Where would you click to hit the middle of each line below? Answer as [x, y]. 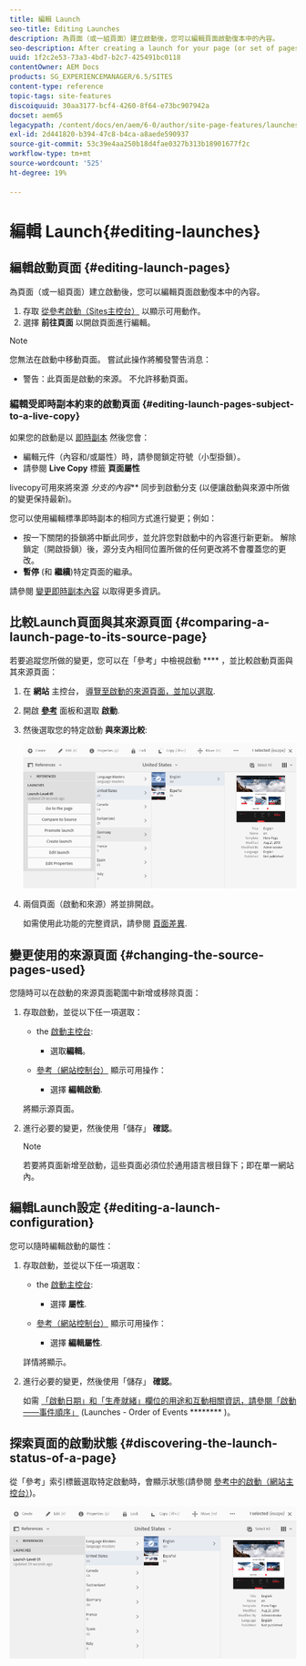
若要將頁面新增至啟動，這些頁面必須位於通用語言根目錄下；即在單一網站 [158, 1165]
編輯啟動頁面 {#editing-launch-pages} [120, 268]
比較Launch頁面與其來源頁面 [91, 622]
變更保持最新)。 [47, 498]
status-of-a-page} [63, 1458]
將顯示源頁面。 [51, 1109]
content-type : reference [56, 86]
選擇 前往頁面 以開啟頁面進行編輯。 [89, 322]
